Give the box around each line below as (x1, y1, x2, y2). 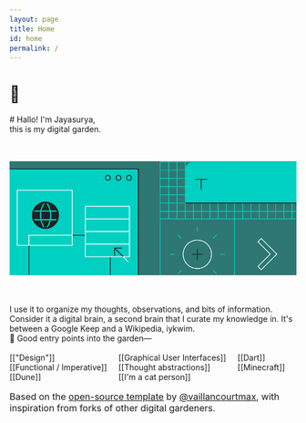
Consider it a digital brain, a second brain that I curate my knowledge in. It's (9, 314, 293, 325)
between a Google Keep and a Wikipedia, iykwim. (9, 324, 196, 335)
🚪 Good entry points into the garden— (9, 333, 152, 344)
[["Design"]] (9, 352, 56, 364)
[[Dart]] (237, 352, 266, 364)
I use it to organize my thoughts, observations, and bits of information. (9, 304, 273, 315)
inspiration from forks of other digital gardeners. (9, 402, 216, 415)
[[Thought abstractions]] (117, 362, 211, 373)
